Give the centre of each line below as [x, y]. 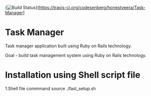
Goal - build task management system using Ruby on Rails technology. [76, 55]
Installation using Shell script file [73, 75]
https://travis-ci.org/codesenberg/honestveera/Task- [92, 8]
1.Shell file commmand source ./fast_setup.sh [50, 88]
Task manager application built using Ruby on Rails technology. [68, 46]
